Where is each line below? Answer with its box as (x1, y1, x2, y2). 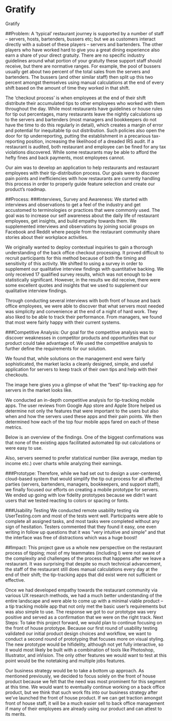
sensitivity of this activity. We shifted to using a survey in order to (5, 260, 143, 267)
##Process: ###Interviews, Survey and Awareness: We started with (5, 196, 148, 202)
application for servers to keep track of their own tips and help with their (5, 366, 158, 372)
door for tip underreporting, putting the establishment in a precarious (5, 133, 151, 139)
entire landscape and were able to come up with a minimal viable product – (5, 598, 163, 604)
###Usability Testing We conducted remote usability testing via (5, 507, 139, 513)
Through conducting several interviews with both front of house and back (5, 297, 161, 303)
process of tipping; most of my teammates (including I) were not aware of (5, 550, 161, 556)
